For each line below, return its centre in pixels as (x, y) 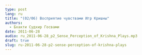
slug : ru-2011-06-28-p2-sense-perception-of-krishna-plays (66, 45)
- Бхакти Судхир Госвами (34, 27)
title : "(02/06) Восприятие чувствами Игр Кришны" (57, 18)
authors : (14, 23)
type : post (16, 9)
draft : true (17, 41)
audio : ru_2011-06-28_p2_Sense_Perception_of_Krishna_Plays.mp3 (71, 36)
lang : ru (14, 14)
